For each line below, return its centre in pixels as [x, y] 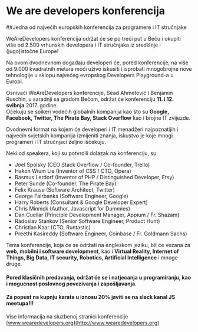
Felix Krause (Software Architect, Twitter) [65, 189]
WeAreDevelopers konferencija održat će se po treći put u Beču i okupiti [94, 38]
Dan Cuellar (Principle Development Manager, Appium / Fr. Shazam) [97, 215]
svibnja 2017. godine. [32, 105]
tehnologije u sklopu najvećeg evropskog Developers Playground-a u [90, 75]
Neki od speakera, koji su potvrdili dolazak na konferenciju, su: [82, 153]
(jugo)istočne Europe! [32, 51]
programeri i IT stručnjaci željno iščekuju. [56, 142]
